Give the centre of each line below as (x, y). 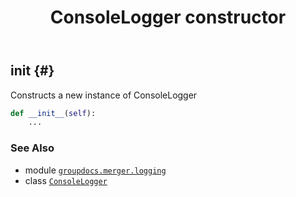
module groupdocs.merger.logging (95, 170)
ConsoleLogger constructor (168, 17)
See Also (32, 148)
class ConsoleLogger (66, 180)
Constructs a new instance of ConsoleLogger (104, 95)
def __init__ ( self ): (53, 113)
